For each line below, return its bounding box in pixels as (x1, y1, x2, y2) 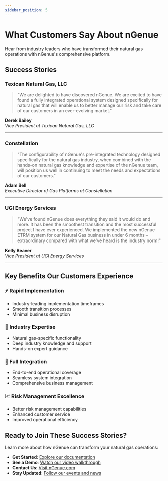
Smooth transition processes (12, 306, 72, 312)
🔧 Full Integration (5, 358, 47, 365)
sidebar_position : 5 (5, 7, 48, 13)
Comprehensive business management (12, 380, 93, 386)
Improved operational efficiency (12, 417, 78, 423)
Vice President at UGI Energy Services (5, 253, 84, 259)
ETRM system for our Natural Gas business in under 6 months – (17, 232, 148, 238)
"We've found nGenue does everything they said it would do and (17, 216, 151, 222)
